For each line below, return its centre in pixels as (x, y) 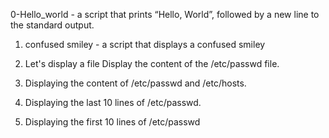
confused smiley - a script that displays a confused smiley (145, 44)
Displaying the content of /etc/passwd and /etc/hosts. (135, 83)
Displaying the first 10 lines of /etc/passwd (112, 122)
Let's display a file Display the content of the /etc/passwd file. (152, 63)
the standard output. (52, 25)
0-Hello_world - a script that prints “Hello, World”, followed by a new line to (165, 14)
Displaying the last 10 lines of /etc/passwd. (113, 102)
